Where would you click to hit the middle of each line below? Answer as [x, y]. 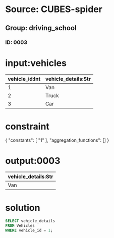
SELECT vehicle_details [30, 221]
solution [23, 207]
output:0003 [33, 161]
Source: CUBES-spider [54, 9]
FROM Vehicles [20, 226]
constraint [27, 126]
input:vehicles [36, 63]
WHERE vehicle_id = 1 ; [29, 230]
